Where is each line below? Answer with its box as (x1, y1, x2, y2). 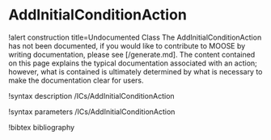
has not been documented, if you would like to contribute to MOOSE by (8, 40, 246, 50)
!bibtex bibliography (8, 122, 75, 132)
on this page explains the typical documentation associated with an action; (8, 58, 257, 68)
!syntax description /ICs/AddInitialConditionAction (8, 91, 176, 100)
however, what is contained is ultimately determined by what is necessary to (8, 66, 263, 76)
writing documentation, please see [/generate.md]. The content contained (8, 49, 256, 59)
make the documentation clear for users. (8, 75, 144, 85)
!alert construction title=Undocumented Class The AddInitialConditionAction (8, 32, 262, 42)
